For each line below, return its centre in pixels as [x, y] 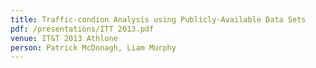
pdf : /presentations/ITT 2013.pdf [82, 29]
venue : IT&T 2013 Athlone [64, 38]
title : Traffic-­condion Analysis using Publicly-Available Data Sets [158, 19]
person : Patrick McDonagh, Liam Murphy [93, 47]
